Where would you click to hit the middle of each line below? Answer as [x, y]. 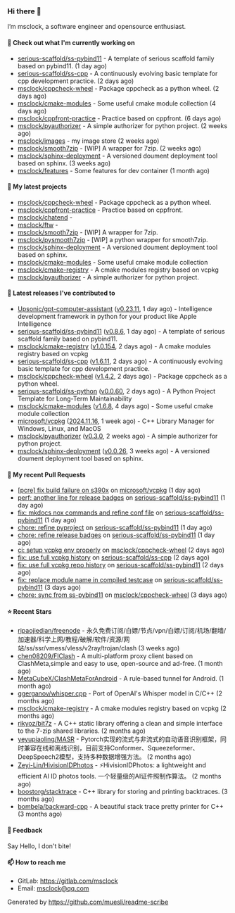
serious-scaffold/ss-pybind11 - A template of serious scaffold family [116, 58]
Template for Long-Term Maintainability [75, 398]
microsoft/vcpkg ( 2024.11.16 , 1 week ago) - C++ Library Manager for [116, 421]
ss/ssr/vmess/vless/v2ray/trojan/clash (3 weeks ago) [103, 648]
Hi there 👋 [25, 11]
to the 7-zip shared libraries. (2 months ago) [82, 731]
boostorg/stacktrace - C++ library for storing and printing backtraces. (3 [122, 792]
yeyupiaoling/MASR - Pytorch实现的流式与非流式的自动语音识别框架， [119, 739]
